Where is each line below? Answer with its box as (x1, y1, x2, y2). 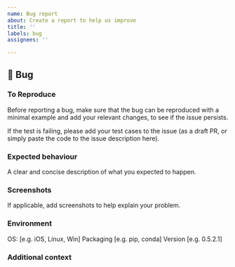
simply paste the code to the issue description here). (7, 134, 160, 143)
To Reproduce (7, 89, 56, 99)
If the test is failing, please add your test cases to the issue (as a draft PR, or (7, 126, 228, 135)
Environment (7, 219, 53, 228)
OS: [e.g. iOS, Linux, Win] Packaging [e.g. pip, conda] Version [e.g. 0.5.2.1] (7, 235, 222, 243)
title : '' (7, 23, 36, 30)
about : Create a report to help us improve (7, 17, 137, 24)
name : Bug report (7, 10, 58, 18)
